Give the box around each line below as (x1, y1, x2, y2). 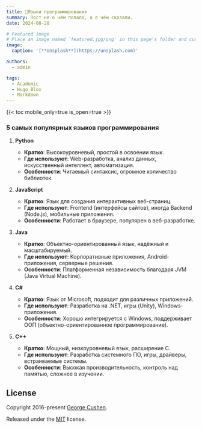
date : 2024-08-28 (6, 20, 50, 26)
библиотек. (23, 174, 53, 181)
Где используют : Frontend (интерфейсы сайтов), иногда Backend (23, 204, 192, 212)
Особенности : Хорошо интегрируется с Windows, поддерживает (23, 315, 192, 323)
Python (14, 137, 34, 145)
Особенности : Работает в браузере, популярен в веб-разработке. (23, 217, 195, 224)
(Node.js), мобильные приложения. (23, 210, 115, 218)
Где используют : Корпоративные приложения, (23, 253, 146, 260)
